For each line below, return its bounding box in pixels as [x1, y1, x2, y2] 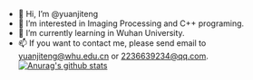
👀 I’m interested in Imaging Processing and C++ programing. [17, 18, 245, 29]
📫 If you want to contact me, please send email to [17, 38, 207, 49]
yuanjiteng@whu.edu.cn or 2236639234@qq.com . [17, 50, 209, 61]
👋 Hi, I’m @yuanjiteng [17, 9, 99, 19]
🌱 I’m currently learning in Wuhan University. [17, 28, 185, 38]
